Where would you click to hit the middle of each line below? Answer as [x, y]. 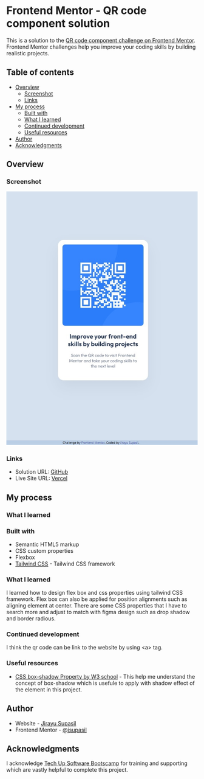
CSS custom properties [44, 550]
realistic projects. [28, 53]
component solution [58, 23]
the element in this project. [49, 689]
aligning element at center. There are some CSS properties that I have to [97, 606]
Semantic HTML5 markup [47, 544]
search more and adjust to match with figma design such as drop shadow [98, 612]
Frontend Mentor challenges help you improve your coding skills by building [101, 47]
